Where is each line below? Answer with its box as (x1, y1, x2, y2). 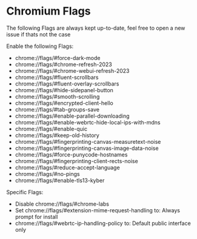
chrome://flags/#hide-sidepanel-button (15, 86, 114, 93)
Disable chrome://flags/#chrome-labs (15, 200, 109, 207)
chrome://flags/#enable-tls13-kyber (15, 177, 105, 184)
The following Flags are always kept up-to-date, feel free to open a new (6, 24, 185, 32)
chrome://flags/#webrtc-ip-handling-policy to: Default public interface (15, 220, 191, 227)
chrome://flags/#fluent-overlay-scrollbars (15, 80, 119, 87)
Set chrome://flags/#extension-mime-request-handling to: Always (15, 206, 181, 214)
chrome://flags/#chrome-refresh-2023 (15, 61, 112, 68)
